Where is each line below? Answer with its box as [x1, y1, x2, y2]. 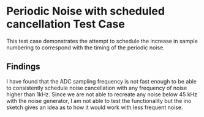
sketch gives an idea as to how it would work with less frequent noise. [6, 104, 183, 111]
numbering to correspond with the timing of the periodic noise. [6, 44, 165, 51]
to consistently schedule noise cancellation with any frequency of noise [6, 84, 187, 91]
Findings [6, 62, 41, 72]
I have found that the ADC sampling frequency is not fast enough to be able [6, 77, 197, 85]
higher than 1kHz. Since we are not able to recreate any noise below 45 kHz [6, 90, 198, 98]
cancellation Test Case [6, 17, 126, 31]
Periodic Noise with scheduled [6, 4, 165, 18]
